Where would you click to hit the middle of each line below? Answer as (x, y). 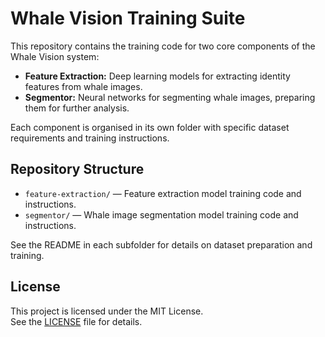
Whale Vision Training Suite (128, 18)
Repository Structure (77, 169)
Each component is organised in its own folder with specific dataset (150, 127)
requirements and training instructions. (90, 138)
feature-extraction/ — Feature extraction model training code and (163, 193)
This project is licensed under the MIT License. (107, 311)
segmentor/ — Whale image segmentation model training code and (161, 214)
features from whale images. (83, 86)
